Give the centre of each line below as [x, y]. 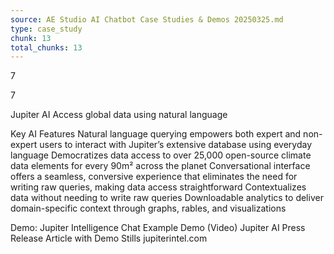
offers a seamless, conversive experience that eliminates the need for [154, 177]
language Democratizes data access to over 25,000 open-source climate [161, 155]
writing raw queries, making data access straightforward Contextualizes [158, 187]
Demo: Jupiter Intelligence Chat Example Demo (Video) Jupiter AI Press [158, 228]
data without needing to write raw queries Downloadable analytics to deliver [167, 198]
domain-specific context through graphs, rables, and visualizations [148, 208]
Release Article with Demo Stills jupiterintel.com [109, 238]
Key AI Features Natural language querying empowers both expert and [156, 134]
